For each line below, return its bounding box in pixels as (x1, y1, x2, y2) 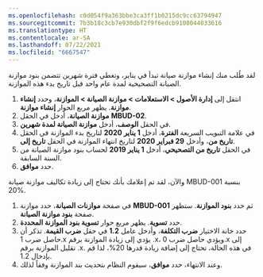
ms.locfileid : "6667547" (8, 48, 91, 56)
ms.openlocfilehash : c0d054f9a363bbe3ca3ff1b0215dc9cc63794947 (8, 11, 222, 20)
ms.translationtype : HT (8, 26, 87, 34)
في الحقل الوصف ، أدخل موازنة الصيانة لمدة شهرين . (19, 120, 171, 129)
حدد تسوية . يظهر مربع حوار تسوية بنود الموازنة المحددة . (19, 217, 183, 227)
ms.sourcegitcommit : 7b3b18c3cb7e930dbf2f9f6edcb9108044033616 (8, 19, 222, 27)
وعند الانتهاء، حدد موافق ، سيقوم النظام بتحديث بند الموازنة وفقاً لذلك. (19, 260, 222, 269)
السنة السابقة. (19, 153, 62, 163)
